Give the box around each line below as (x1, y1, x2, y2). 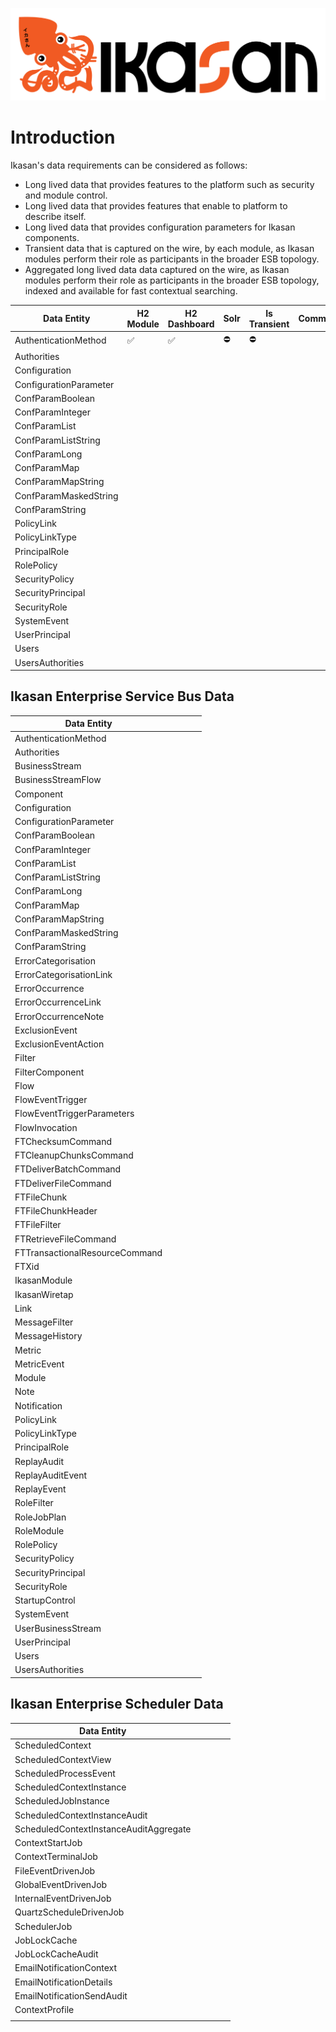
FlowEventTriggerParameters (14, 1108, 135, 1120)
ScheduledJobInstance (14, 1795, 110, 1807)
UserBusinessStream (14, 1622, 102, 1634)
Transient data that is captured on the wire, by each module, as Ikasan (24, 243, 315, 255)
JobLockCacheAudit (14, 1948, 99, 1960)
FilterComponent (14, 1066, 85, 1078)
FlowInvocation (14, 1121, 78, 1133)
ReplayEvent (14, 1483, 67, 1495)
